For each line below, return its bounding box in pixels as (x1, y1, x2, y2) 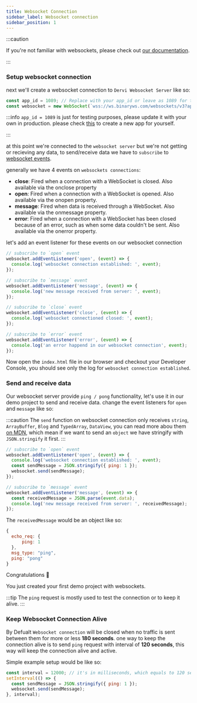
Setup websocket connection (6, 73, 92, 81)
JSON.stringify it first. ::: (6, 435, 66, 442)
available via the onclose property (14, 184, 97, 191)
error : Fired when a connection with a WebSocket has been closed (14, 215, 176, 222)
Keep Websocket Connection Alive (6, 615, 107, 623)
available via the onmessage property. (14, 209, 107, 216)
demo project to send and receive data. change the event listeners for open (6, 398, 186, 405)
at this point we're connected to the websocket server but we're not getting (6, 143, 188, 150)
